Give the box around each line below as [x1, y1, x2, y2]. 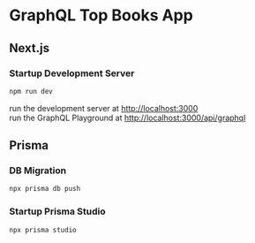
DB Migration [9, 164, 67, 177]
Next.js [9, 41, 50, 56]
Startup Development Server [9, 67, 135, 80]
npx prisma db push [9, 185, 81, 194]
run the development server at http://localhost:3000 [9, 103, 199, 113]
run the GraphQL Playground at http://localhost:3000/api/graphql [9, 112, 246, 123]
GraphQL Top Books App [9, 5, 194, 26]
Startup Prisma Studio [9, 205, 106, 217]
